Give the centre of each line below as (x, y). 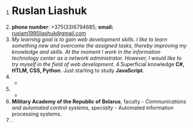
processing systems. (36, 114)
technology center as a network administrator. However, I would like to (96, 58)
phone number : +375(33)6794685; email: (62, 27)
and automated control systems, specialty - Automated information (92, 108)
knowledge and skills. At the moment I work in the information (86, 51)
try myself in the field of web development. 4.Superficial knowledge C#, (98, 64)
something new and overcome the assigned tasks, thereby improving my (99, 46)
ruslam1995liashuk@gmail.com (49, 33)
